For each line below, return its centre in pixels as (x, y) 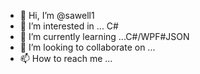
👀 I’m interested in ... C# (69, 26)
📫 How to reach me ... (66, 58)
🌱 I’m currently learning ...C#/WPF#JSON (104, 36)
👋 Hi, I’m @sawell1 (57, 15)
